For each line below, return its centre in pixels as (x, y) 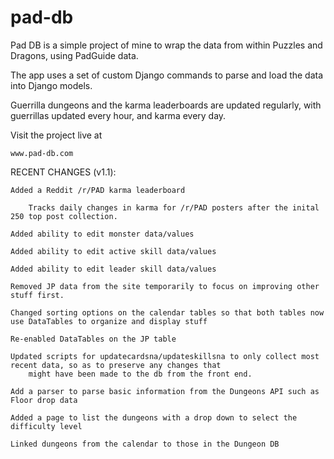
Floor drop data (44, 400)
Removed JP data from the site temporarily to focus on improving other (165, 286)
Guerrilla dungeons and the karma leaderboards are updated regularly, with (166, 105)
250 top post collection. (64, 216)
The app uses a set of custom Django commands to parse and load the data (167, 75)
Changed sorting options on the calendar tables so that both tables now (167, 312)
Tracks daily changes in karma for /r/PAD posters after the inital (174, 207)
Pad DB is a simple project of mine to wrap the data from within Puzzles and (166, 45)
